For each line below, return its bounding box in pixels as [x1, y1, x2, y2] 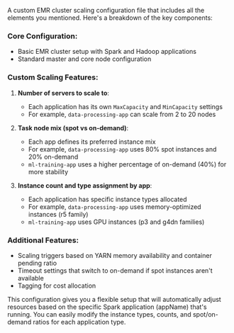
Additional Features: [7, 235, 79, 245]
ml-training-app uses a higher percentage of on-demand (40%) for [28, 159, 227, 169]
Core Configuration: [7, 31, 78, 41]
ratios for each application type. [33, 317, 126, 326]
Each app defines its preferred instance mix [28, 137, 156, 146]
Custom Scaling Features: [7, 72, 99, 82]
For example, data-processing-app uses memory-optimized [28, 202, 201, 211]
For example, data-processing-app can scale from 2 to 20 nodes [28, 110, 216, 118]
